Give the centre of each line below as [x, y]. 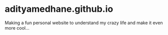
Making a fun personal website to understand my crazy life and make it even [84, 23]
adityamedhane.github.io [59, 9]
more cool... [17, 28]
